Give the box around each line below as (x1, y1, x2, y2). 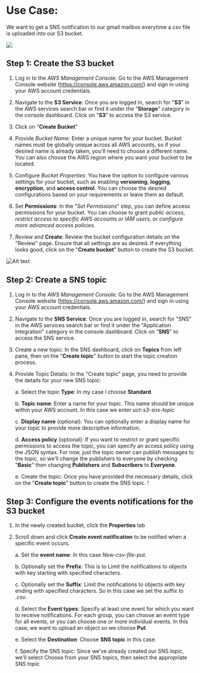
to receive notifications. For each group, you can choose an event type (14, 612, 190, 619)
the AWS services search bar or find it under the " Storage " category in (14, 105, 190, 112)
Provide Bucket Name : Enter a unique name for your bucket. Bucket (14, 134, 182, 141)
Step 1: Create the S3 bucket (6, 58, 114, 69)
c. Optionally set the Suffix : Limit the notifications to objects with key (14, 581, 186, 588)
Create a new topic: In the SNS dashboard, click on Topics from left (14, 346, 182, 353)
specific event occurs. (14, 540, 70, 547)
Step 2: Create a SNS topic (6, 275, 107, 285)
